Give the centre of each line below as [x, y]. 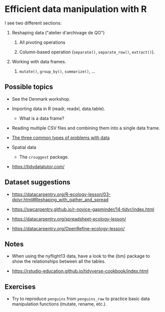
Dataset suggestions [38, 182]
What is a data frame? [42, 118]
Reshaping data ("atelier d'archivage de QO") [58, 32]
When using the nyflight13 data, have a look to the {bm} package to [81, 256]
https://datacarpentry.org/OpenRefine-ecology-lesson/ [68, 228]
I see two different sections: [33, 23]
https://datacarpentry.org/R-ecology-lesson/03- [61, 194]
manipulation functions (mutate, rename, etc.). [59, 304]
